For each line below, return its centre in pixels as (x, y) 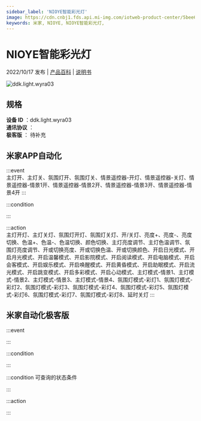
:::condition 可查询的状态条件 (42, 377)
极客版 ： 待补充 (26, 135)
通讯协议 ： (20, 128)
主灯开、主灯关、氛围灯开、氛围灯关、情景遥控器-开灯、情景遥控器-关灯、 (98, 177)
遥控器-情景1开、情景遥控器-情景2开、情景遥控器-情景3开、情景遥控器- (99, 185)
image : (14, 17)
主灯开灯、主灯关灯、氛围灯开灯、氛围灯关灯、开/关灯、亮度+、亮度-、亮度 (99, 235)
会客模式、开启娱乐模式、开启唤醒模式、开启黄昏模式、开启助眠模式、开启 (98, 265)
